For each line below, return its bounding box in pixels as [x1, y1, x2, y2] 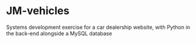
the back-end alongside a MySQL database [6, 29, 112, 37]
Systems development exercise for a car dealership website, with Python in [6, 24, 191, 31]
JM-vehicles [6, 4, 69, 18]
